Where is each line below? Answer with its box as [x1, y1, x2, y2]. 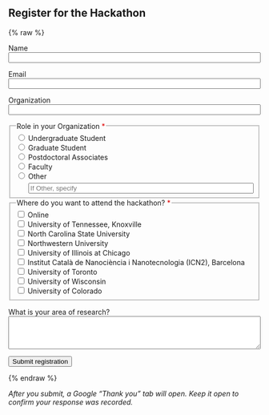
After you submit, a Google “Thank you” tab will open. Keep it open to [8, 389, 239, 398]
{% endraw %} [8, 373, 58, 383]
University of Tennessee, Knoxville [27, 220, 142, 229]
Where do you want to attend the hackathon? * [16, 198, 171, 207]
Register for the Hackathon [8, 6, 147, 20]
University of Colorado [27, 286, 102, 296]
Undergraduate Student [27, 133, 106, 143]
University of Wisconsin [27, 276, 106, 287]
